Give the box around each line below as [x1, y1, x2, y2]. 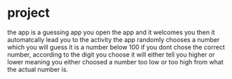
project [7, 5, 50, 21]
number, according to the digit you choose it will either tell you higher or [7, 50, 215, 59]
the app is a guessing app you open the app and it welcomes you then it [7, 28, 215, 36]
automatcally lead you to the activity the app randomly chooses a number [7, 35, 220, 43]
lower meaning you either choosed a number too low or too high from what [7, 57, 224, 66]
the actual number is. [7, 65, 69, 73]
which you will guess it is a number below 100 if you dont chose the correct [7, 43, 226, 51]
